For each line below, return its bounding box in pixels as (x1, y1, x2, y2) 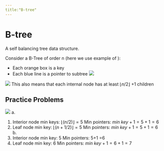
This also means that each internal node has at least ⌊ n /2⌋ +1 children (11, 81, 154, 87)
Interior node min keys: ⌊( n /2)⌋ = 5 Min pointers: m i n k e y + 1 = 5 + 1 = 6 (12, 119, 159, 125)
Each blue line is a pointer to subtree (12, 70, 88, 76)
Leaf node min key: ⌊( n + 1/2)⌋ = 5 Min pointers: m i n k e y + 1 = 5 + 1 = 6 (12, 124, 158, 130)
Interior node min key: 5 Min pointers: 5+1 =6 (12, 135, 105, 141)
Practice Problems (5, 95, 64, 104)
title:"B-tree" (5, 7, 37, 12)
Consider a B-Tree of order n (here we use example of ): (5, 55, 121, 61)
